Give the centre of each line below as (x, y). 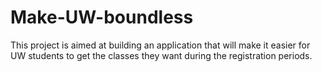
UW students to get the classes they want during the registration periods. (161, 55)
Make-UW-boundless (102, 17)
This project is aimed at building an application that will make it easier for (160, 45)
